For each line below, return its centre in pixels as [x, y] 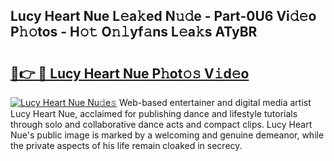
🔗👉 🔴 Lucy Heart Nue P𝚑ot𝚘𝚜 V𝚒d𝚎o [130, 73]
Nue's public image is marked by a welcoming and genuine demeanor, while [167, 135]
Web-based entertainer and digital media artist [215, 102]
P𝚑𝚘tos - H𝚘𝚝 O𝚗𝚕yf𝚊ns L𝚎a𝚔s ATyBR [134, 32]
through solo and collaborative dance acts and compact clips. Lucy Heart [161, 124]
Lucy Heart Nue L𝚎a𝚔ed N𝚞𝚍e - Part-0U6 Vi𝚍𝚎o [163, 16]
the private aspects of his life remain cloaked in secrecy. [126, 145]
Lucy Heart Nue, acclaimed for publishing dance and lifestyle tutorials [154, 113]
